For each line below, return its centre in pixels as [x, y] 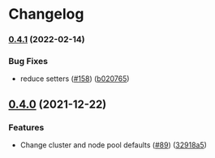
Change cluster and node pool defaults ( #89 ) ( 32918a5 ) [113, 145]
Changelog [46, 14]
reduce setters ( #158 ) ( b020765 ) [75, 79]
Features [26, 127]
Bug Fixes [28, 62]
